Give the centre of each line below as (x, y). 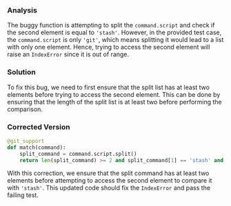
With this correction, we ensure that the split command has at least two (108, 173)
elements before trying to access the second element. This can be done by (114, 94)
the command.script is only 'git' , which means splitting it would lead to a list (115, 40)
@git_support (26, 141)
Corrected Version (39, 127)
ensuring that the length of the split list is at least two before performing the (114, 102)
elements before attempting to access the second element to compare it (110, 181)
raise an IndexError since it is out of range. (68, 54)
